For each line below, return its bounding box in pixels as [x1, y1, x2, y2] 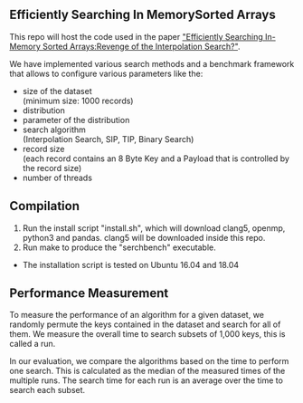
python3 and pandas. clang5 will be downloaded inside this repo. [22, 232, 266, 243]
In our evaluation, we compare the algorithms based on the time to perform [9, 356, 289, 367]
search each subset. [9, 385, 86, 396]
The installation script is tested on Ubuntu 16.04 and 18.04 [22, 259, 240, 270]
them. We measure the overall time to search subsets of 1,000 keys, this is [9, 329, 286, 340]
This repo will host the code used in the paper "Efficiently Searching [9, 31, 264, 42]
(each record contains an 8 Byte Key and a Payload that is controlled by [22, 153, 289, 164]
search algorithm [22, 124, 86, 135]
